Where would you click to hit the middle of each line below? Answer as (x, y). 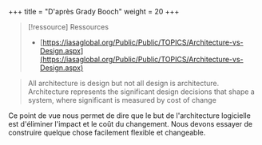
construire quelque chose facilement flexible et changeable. (107, 132)
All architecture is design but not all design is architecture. (123, 83)
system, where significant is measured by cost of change (122, 100)
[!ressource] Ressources (68, 27)
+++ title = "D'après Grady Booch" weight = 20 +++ (94, 12)
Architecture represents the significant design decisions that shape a (141, 92)
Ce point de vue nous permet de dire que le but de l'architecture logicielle (130, 116)
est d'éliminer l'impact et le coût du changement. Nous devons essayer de (131, 124)
